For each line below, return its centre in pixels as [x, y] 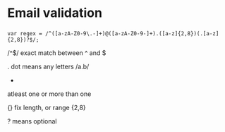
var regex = [25, 34]
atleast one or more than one [49, 94]
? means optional [32, 121]
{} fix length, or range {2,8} [47, 108]
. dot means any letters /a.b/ [48, 67]
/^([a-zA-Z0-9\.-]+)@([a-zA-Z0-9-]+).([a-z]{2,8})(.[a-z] [132, 34]
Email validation [55, 13]
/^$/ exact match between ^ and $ [57, 53]
